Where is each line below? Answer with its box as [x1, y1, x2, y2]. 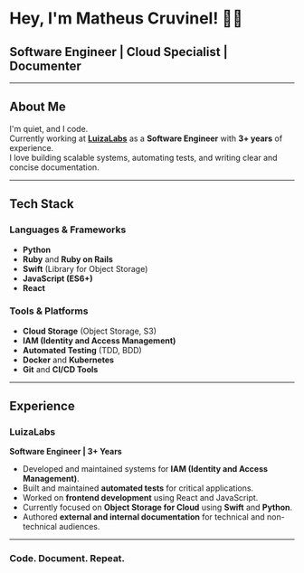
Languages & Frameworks [9, 223, 127, 236]
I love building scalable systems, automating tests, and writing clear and [9, 152, 278, 163]
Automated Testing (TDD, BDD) [22, 344, 142, 355]
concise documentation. [9, 162, 100, 173]
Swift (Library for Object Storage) [22, 263, 148, 274]
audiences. [58, 521, 100, 532]
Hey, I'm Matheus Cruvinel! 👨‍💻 [9, 8, 243, 29]
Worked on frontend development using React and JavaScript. [22, 493, 259, 503]
